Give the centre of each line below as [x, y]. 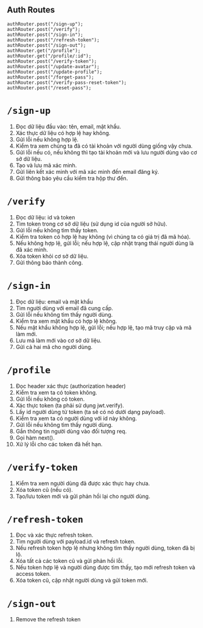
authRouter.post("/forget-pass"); [51, 77]
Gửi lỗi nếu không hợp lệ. [47, 139]
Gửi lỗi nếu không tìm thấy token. [57, 230]
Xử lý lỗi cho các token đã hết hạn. [59, 444]
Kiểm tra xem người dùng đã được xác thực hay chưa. [83, 483]
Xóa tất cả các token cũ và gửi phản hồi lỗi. [70, 561]
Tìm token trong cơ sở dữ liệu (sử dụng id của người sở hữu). [91, 224]
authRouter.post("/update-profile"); [55, 72]
